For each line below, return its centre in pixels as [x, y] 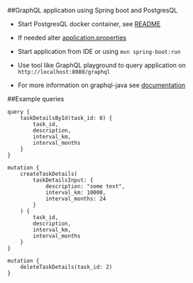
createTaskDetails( [49, 174]
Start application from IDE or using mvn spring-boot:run [99, 51]
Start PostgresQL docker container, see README [89, 24]
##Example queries [36, 99]
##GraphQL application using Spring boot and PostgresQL [93, 10]
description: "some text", [85, 187]
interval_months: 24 [76, 199]
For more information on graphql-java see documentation [101, 85]
